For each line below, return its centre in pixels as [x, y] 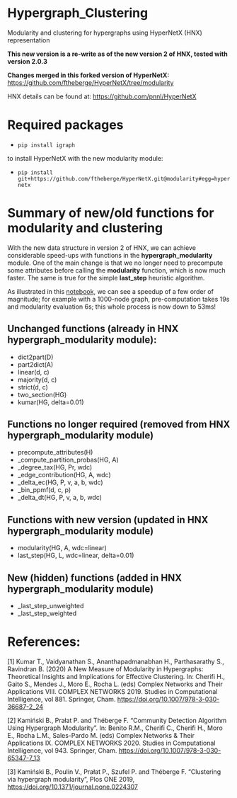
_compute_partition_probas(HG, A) [68, 460]
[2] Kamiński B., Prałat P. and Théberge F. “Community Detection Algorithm [117, 720]
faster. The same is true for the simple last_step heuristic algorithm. [106, 278]
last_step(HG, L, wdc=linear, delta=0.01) [76, 555]
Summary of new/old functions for [111, 213]
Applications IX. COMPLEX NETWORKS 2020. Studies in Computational [111, 743]
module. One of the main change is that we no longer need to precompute [115, 263]
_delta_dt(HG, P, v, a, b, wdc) [60, 498]
